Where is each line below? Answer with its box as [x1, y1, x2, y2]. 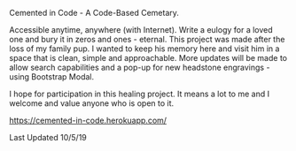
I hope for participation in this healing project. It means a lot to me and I [9, 88, 270, 99]
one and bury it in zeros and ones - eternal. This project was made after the [9, 34, 285, 44]
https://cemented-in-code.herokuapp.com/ [9, 115, 167, 125]
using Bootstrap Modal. [9, 72, 95, 82]
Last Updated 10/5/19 [9, 132, 87, 142]
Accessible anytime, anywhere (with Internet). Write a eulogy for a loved [9, 25, 273, 34]
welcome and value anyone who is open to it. [9, 98, 175, 109]
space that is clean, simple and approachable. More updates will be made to [9, 53, 288, 63]
